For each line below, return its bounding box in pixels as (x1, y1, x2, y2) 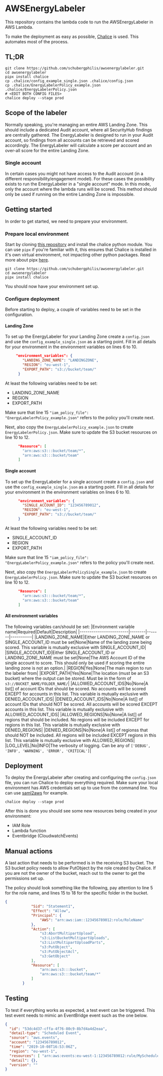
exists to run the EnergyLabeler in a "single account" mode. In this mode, (5, 181, 151, 187)
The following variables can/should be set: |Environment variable (5, 623, 135, 630)
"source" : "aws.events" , (9, 1035, 60, 1041)
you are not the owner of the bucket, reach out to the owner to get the (5, 870, 145, 876)
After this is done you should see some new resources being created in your (5, 808, 158, 814)
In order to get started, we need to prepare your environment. (5, 218, 128, 224)
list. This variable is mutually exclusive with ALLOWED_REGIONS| (5, 737, 135, 743)
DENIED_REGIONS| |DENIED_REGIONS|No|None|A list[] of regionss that (5, 727, 148, 733)
